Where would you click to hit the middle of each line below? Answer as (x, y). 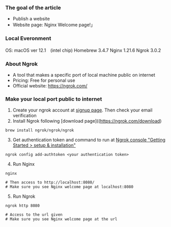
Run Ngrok (24, 196)
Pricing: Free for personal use (44, 80)
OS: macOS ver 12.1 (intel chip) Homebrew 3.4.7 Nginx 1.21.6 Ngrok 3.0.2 (83, 50)
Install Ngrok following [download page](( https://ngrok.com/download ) (87, 121)
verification (25, 116)
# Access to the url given (34, 215)
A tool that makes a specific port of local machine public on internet (84, 75)
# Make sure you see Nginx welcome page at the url (61, 219)
